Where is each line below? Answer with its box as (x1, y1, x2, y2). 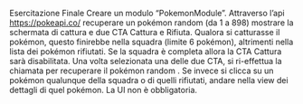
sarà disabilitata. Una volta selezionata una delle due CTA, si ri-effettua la (9, 56, 282, 66)
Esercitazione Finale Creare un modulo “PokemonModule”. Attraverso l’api (9, 8, 285, 18)
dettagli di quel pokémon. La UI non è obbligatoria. (9, 85, 197, 95)
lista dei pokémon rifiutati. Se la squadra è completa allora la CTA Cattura (9, 46, 282, 57)
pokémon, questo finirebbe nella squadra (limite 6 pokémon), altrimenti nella (9, 36, 294, 47)
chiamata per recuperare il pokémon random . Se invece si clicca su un (9, 65, 274, 76)
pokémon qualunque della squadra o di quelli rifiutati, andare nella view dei (9, 75, 289, 85)
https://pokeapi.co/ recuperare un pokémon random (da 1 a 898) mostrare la (9, 17, 294, 28)
